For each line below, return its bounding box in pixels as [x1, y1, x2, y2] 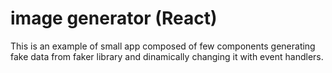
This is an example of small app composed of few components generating [10, 40, 316, 52]
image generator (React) [10, 7, 218, 30]
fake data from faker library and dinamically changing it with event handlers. [10, 50, 324, 62]
